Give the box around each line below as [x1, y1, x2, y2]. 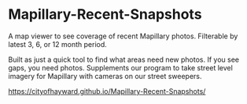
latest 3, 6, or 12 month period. [8, 39, 108, 48]
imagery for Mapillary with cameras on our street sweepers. [8, 71, 202, 81]
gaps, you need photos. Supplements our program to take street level [8, 63, 234, 72]
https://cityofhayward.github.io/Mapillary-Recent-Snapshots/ [8, 86, 206, 95]
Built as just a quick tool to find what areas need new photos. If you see [8, 55, 240, 64]
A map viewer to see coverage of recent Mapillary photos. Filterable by [8, 31, 238, 41]
